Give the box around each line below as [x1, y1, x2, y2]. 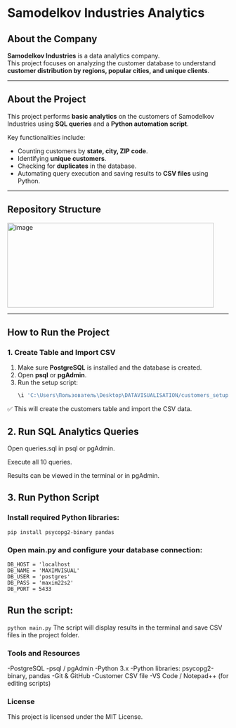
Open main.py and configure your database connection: [7, 545, 203, 554]
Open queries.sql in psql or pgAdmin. [7, 444, 115, 453]
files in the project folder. [7, 630, 79, 639]
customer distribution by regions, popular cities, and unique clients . [7, 67, 209, 74]
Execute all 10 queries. [7, 458, 72, 466]
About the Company [7, 33, 98, 45]
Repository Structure [7, 204, 102, 216]
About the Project [7, 93, 86, 105]
